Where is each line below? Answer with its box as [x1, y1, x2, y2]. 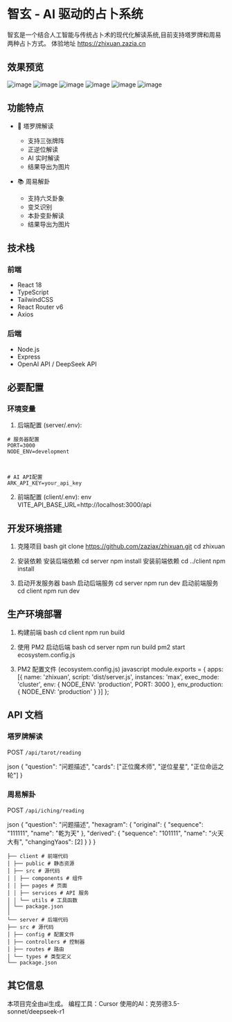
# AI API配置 [7, 474, 43, 481]
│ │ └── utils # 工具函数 [7, 897, 78, 904]
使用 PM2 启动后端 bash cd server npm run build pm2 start [17, 643, 186, 651]
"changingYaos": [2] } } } [25, 837, 96, 845]
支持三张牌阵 [27, 136, 64, 145]
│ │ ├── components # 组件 [7, 875, 83, 881]
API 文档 [7, 709, 44, 721]
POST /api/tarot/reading [7, 748, 82, 756]
